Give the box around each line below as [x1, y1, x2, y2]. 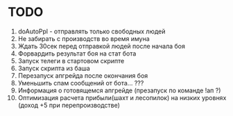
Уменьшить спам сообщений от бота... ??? [17, 78, 144, 87]
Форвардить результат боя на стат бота [17, 49, 137, 58]
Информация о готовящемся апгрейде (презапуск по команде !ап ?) [17, 86, 221, 94]
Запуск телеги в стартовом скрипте [17, 56, 125, 65]
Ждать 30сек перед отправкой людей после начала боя [17, 42, 186, 50]
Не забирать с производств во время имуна [17, 34, 150, 42]
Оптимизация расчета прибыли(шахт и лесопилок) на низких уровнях [17, 93, 227, 101]
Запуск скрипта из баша [17, 64, 91, 72]
